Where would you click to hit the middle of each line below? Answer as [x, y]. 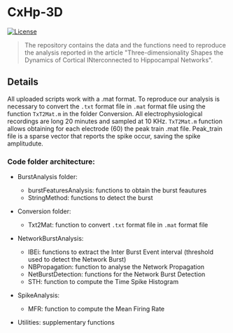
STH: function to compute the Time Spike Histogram [103, 282]
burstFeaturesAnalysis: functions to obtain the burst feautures [117, 190]
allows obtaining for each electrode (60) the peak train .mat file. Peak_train [115, 128]
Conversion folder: [44, 211]
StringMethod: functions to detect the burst [90, 198]
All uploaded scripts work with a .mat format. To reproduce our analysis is [114, 99]
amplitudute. [25, 143]
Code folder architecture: [51, 162]
